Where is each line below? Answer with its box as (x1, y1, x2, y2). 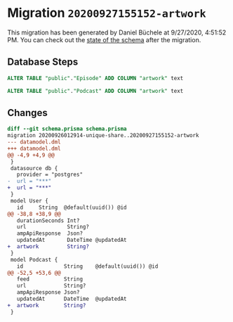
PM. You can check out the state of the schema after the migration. (7, 35, 201, 44)
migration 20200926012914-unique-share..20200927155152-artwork (7, 132, 199, 139)
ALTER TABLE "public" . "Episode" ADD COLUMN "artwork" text (7, 75, 184, 82)
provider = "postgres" (16, 171, 83, 179)
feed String (16, 276, 83, 283)
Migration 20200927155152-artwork (7, 5, 206, 21)
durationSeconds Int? (16, 217, 80, 224)
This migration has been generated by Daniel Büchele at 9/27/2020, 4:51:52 (7, 28, 227, 37)
